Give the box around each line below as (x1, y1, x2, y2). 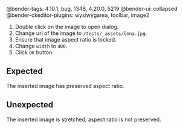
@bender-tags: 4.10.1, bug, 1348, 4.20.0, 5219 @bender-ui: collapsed (6, 5, 178, 12)
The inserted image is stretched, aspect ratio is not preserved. (6, 116, 161, 123)
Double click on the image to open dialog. (14, 24, 119, 30)
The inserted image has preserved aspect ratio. (6, 82, 125, 89)
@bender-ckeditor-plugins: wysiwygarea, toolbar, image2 (6, 11, 150, 19)
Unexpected (6, 99, 54, 110)
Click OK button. (14, 49, 54, 56)
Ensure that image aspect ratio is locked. (14, 36, 117, 43)
